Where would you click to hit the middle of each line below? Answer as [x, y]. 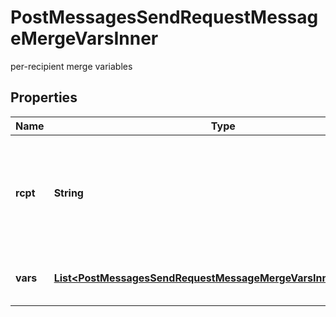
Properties [44, 97]
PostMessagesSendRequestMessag [164, 17]
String [68, 193]
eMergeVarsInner [84, 38]
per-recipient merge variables [71, 66]
